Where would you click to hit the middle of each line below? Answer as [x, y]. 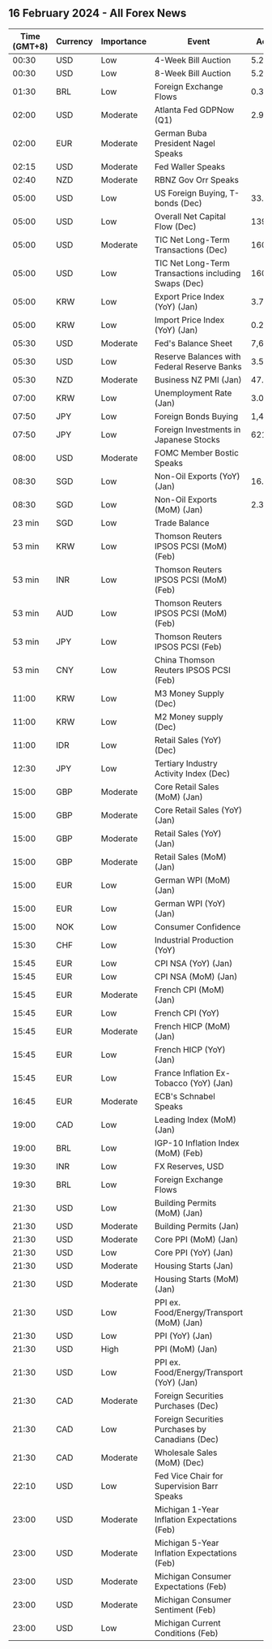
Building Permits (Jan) [197, 1226]
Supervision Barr [186, 1486]
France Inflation [184, 1073]
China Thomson [185, 659]
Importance [124, 41]
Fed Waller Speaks [190, 166]
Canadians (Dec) [187, 1439]
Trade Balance [182, 523]
